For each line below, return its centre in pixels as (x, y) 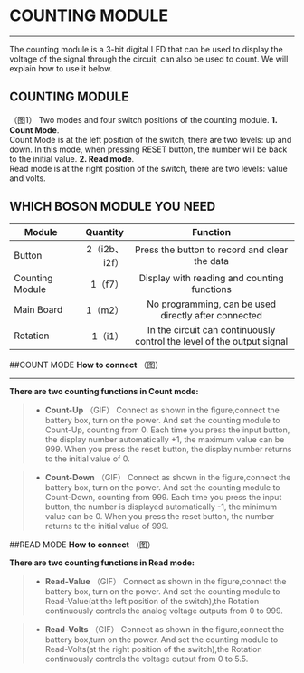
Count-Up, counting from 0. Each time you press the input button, (167, 430)
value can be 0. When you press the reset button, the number (160, 516)
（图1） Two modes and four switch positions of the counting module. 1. (143, 119)
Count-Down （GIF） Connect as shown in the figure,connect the (168, 477)
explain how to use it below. (61, 68)
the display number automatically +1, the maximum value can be (165, 439)
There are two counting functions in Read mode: (102, 563)
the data (211, 261)
